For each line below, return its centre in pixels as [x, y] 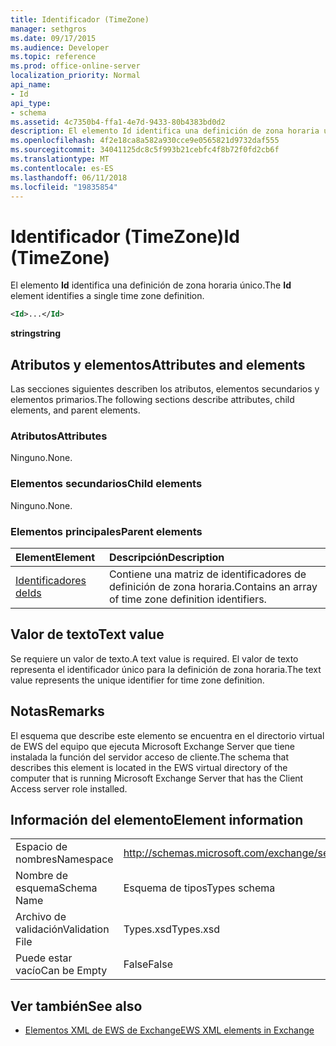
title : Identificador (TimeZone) [80, 19]
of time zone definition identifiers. [187, 599]
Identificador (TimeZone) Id [125, 236]
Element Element [55, 557]
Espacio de [41, 847]
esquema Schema [56, 888]
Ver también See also [76, 1006]
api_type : [31, 103]
